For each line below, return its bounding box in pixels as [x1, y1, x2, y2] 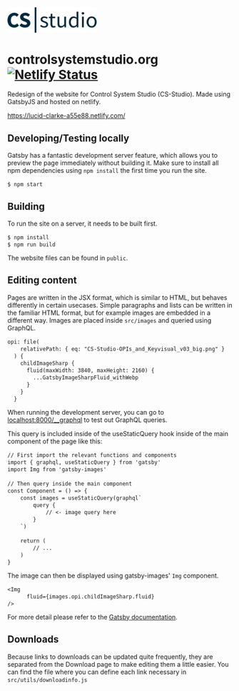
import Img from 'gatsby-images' [7, 465, 107, 473]
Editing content [7, 274, 77, 286]
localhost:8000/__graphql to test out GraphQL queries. [7, 415, 168, 424]
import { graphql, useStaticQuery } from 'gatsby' [7, 458, 161, 466]
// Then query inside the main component [7, 480, 133, 488]
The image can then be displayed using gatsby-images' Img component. [7, 571, 219, 580]
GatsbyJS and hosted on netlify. [7, 98, 101, 106]
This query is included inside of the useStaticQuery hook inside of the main [7, 429, 229, 438]
